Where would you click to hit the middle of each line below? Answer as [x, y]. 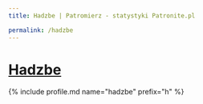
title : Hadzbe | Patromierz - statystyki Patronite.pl [102, 16]
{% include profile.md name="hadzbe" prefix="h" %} [96, 92]
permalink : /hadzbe [41, 30]
